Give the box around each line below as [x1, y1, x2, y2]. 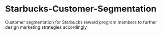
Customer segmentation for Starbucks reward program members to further [5, 19, 158, 25]
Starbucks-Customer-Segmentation [5, 3, 157, 14]
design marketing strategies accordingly [5, 24, 87, 30]
